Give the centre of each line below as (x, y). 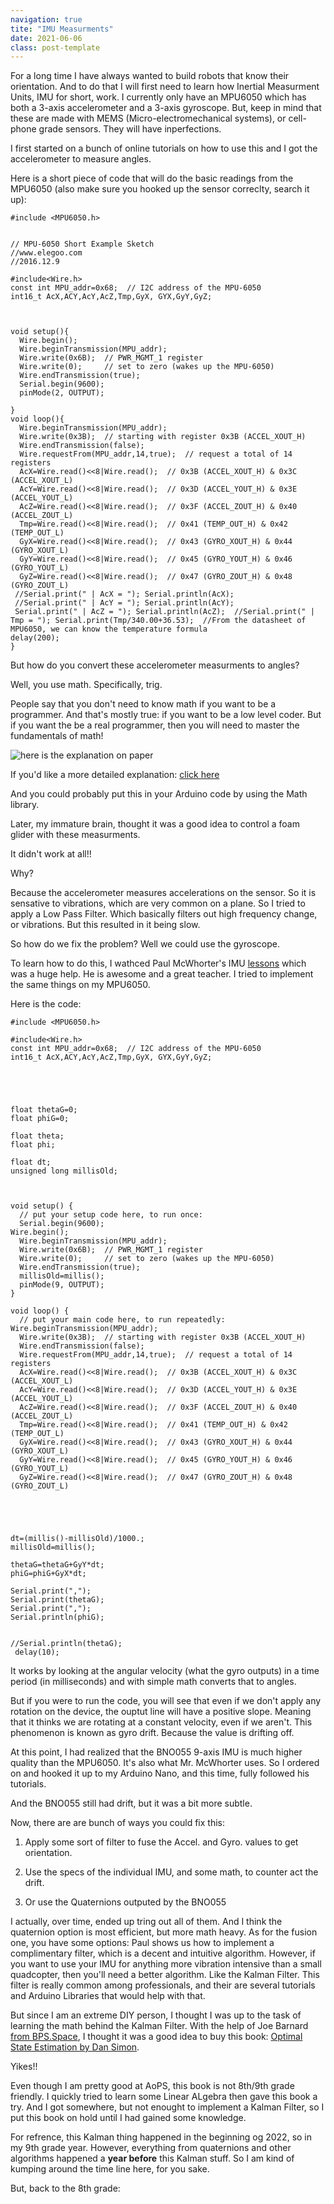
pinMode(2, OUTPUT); (62, 393)
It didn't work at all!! (51, 854)
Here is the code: (46, 1004)
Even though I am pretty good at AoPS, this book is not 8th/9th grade (152, 2086)
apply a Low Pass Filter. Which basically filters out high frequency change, (164, 914)
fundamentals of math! (57, 736)
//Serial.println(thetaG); (66, 1644)
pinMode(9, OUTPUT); (62, 1285)
